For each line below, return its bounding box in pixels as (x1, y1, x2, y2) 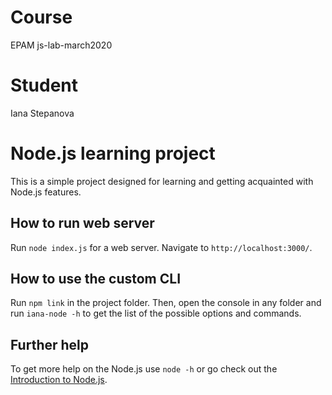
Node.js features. (10, 186, 82, 198)
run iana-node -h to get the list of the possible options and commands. (10, 307, 302, 320)
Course (10, 6, 73, 29)
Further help (10, 336, 90, 353)
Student (10, 74, 79, 97)
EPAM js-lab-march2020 (10, 39, 113, 51)
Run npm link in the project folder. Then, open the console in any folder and (10, 297, 322, 309)
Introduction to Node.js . (10, 374, 108, 386)
